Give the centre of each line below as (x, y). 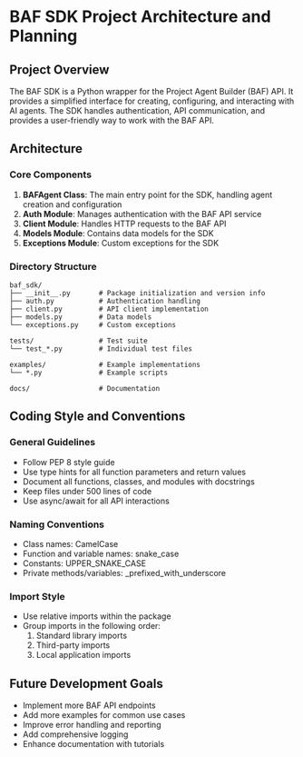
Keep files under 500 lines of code (87, 491)
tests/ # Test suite (78, 341)
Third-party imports (73, 645)
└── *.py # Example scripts (89, 373)
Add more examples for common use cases (104, 715)
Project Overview (59, 70)
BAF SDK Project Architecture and (140, 17)
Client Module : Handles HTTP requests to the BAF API (124, 224)
